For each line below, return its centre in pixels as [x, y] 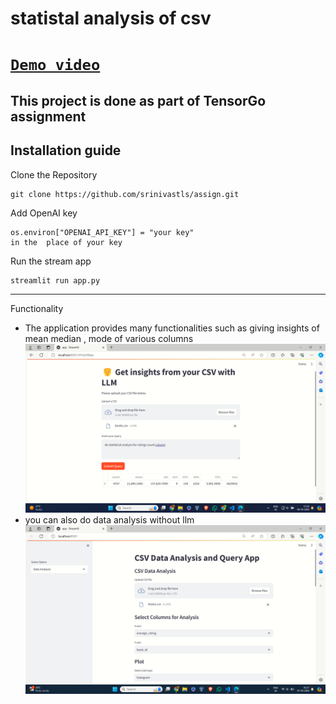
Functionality [37, 308]
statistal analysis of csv [111, 18]
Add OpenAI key [44, 213]
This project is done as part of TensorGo [138, 100]
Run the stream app [51, 261]
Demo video [55, 65]
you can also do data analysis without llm [109, 519]
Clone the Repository [54, 174]
